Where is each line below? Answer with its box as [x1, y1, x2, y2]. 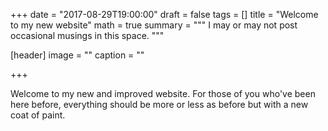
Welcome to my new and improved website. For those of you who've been [10, 88, 316, 99]
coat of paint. [10, 109, 66, 121]
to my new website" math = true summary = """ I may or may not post [10, 19, 298, 31]
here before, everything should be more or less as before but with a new [10, 99, 309, 110]
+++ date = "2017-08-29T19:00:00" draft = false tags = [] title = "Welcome [10, 9, 319, 20]
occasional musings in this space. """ [10, 30, 165, 41]
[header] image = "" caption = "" [10, 49, 145, 61]
